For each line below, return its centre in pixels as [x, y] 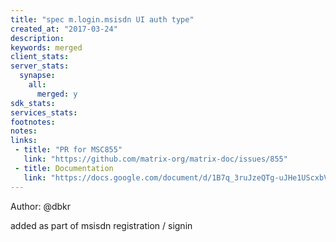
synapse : [37, 76]
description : [37, 38]
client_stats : [40, 57]
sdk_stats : [33, 103]
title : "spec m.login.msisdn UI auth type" [102, 19]
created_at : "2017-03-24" [64, 29]
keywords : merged [46, 47]
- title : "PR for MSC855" [68, 150]
